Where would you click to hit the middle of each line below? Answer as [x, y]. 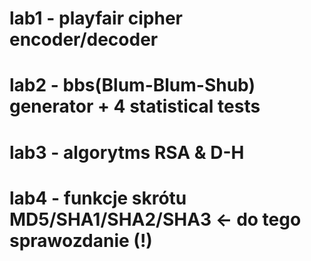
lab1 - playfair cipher [96, 18]
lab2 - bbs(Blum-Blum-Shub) [132, 85]
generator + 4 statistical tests [135, 106]
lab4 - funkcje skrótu [98, 198]
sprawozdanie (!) [81, 240]
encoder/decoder [84, 39]
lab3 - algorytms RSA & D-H [127, 152]
